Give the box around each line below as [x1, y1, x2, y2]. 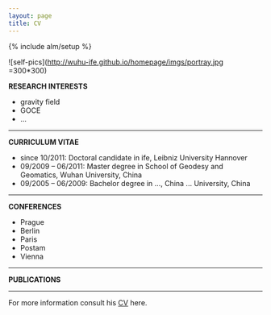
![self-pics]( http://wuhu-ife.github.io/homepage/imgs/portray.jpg [8, 57, 224, 67]
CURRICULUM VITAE [8, 137, 79, 147]
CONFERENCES [8, 201, 62, 211]
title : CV [8, 19, 42, 27]
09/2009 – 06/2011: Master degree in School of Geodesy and [19, 161, 223, 171]
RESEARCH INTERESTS [8, 81, 88, 91]
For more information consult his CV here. [8, 297, 148, 307]
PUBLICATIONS [8, 275, 61, 284]
